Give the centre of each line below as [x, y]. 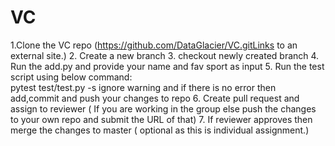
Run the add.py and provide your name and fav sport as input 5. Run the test [167, 66]
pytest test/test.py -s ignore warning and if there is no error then [143, 87]
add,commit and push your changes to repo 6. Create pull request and [155, 98]
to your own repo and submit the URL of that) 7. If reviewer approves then [161, 119]
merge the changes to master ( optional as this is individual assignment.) [160, 130]
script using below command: [71, 77]
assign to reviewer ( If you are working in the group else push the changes [163, 108]
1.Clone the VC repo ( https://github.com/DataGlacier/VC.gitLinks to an [154, 45]
